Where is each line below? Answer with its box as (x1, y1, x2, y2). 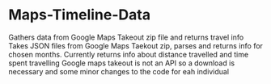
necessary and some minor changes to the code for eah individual (8, 66, 229, 76)
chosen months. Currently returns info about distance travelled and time (8, 49, 249, 59)
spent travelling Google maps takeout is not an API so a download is (8, 58, 235, 68)
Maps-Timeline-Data (8, 6, 151, 24)
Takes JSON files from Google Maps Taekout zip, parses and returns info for (8, 40, 263, 50)
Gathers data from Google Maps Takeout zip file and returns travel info (8, 32, 244, 42)
